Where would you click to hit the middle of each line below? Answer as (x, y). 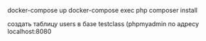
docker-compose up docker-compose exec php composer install (102, 10)
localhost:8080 (29, 31)
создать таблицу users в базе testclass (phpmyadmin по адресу (103, 24)
